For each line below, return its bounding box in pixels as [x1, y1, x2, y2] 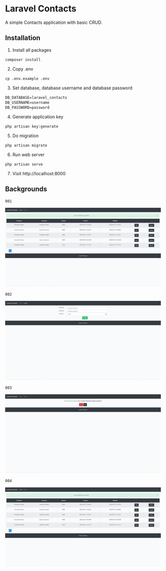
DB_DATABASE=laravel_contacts [5, 95, 68, 100]
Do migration [12, 133, 39, 139]
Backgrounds [5, 185, 47, 194]
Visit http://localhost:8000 [12, 170, 66, 176]
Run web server [12, 151, 45, 157]
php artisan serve [5, 162, 43, 167]
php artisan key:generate [5, 124, 58, 129]
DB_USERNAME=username [5, 100, 50, 105]
